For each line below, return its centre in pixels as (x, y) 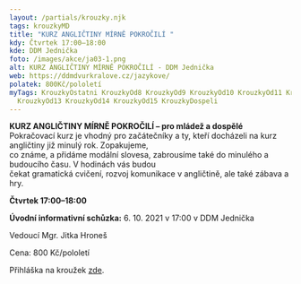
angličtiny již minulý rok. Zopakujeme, (79, 145)
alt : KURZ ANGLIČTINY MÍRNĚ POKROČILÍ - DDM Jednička (112, 68)
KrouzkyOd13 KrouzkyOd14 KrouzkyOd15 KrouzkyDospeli (118, 101)
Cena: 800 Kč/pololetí (49, 253)
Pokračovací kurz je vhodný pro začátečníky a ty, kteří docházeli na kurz (143, 136)
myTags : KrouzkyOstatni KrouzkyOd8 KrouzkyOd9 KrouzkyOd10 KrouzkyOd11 (146, 92)
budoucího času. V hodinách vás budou (83, 164)
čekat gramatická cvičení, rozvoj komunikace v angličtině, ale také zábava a (149, 174)
